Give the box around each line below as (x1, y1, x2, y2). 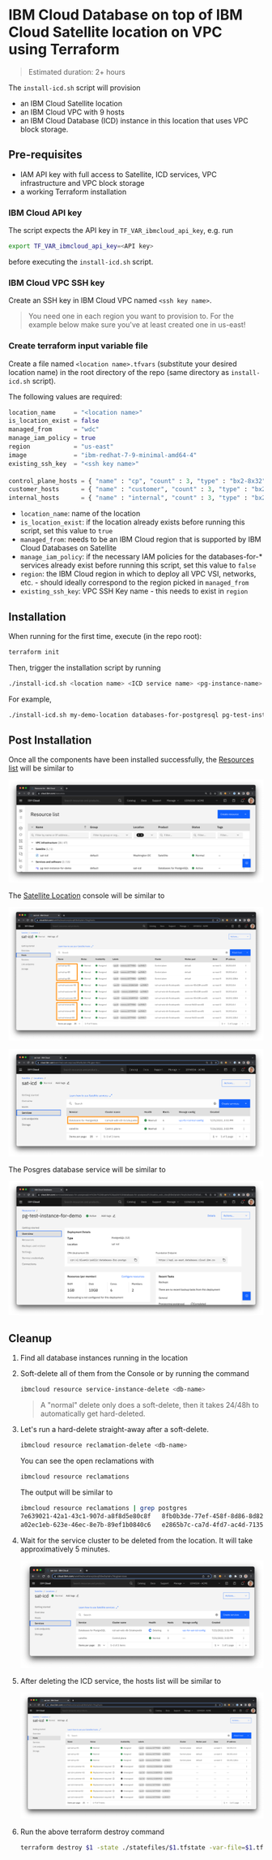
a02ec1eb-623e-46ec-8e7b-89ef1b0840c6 (19, 1521, 151, 1530)
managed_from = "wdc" (8, 425, 100, 434)
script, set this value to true (19, 526, 113, 536)
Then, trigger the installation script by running (8, 662, 162, 672)
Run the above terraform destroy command (19, 1827, 164, 1836)
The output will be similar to (19, 1487, 113, 1497)
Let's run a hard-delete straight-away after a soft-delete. (19, 1424, 209, 1434)
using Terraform (8, 41, 120, 58)
